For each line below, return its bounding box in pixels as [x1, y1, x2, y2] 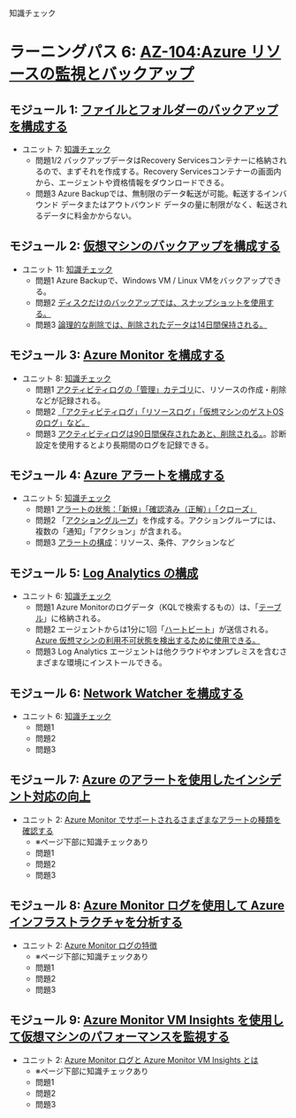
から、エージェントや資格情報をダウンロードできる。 [34, 177, 230, 188]
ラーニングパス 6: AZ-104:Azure [9, 43, 247, 62]
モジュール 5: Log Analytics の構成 [9, 565, 199, 580]
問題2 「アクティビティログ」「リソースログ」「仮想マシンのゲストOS [34, 406, 285, 416]
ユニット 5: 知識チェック [21, 493, 112, 503]
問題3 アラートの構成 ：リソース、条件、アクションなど [34, 537, 236, 547]
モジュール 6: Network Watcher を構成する [9, 686, 244, 701]
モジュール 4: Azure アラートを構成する [9, 468, 225, 483]
